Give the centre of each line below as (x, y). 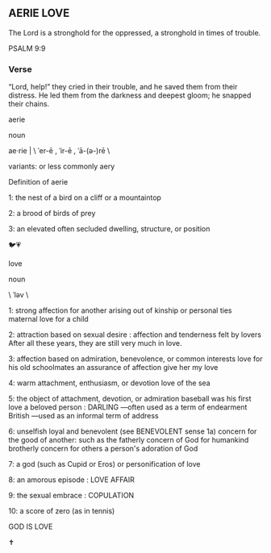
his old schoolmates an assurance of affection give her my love (113, 368)
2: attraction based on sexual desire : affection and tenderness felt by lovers (135, 335)
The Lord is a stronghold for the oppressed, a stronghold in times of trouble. (135, 32)
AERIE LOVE (39, 13)
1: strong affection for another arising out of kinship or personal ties (120, 310)
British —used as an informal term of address (83, 416)
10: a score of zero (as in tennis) (62, 511)
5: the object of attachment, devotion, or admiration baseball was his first (130, 399)
